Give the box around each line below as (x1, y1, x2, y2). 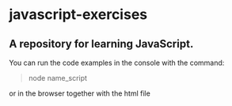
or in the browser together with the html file (9, 89, 151, 98)
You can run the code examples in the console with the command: (9, 58, 225, 67)
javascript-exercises (9, 6, 148, 24)
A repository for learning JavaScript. (9, 37, 194, 51)
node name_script (28, 74, 88, 82)
